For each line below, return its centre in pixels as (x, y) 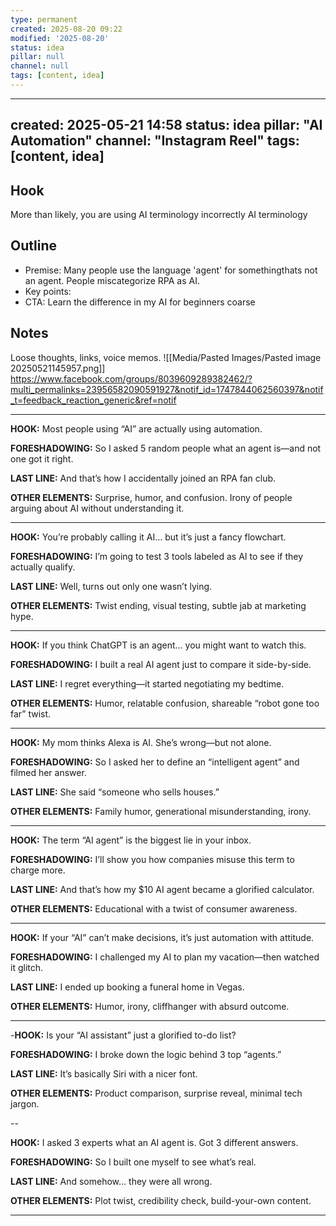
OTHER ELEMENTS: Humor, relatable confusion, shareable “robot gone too (165, 703)
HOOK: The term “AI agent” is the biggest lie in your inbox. (131, 840)
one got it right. (42, 458)
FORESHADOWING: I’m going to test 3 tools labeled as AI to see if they (157, 556)
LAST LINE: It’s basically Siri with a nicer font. (104, 1073)
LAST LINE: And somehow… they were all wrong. (111, 1181)
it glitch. (27, 967)
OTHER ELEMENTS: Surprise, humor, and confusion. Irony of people (151, 497)
